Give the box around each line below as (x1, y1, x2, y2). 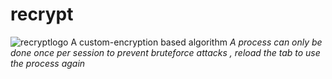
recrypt (10, 3, 74, 26)
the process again (10, 57, 86, 69)
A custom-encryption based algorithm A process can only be (70, 36, 323, 48)
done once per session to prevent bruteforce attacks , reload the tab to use (10, 46, 321, 58)
